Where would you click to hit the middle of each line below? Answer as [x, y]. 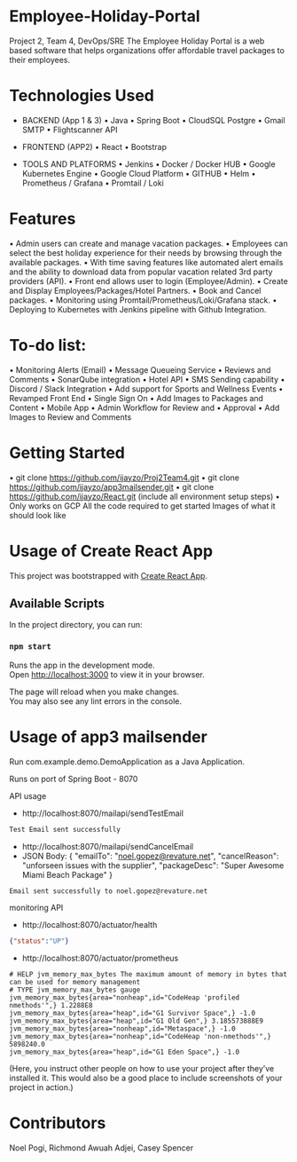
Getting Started [67, 452]
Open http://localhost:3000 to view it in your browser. [107, 674]
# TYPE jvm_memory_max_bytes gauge [75, 990]
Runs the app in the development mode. [82, 665]
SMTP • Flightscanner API [70, 130]
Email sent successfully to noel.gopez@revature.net [109, 891]
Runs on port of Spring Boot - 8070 [74, 779]
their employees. [40, 59]
